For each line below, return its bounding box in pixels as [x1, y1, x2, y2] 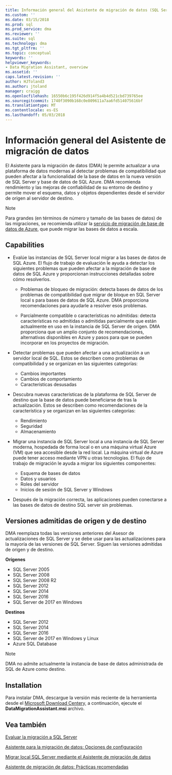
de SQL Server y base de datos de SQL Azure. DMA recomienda [5, 178, 141, 185]
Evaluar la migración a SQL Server [5, 734, 78, 740]
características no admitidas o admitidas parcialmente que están [20, 317, 157, 324]
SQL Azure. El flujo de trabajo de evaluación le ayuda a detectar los [12, 260, 155, 266]
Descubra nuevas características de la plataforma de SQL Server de [12, 391, 157, 398]
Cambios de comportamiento [20, 375, 82, 382]
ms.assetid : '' [5, 70, 38, 75]
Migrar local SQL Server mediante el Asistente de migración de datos [5, 754, 151, 760]
